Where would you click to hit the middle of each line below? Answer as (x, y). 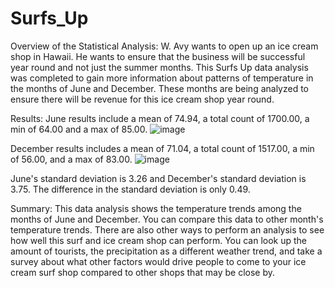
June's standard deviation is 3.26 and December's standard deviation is (158, 178)
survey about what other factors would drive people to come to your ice (158, 261)
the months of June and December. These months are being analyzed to (160, 88)
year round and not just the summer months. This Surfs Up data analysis (159, 67)
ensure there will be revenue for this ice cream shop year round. (142, 99)
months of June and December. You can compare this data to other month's (167, 219)
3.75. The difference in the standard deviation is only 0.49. (130, 189)
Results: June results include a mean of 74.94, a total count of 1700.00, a (160, 118)
